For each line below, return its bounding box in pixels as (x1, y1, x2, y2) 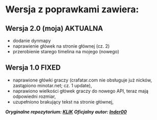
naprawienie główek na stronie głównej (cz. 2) (12, 43, 110, 49)
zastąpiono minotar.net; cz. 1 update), (12, 82, 92, 88)
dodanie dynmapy (12, 37, 51, 44)
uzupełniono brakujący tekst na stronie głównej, (12, 98, 114, 105)
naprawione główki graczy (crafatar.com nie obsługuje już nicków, (12, 77, 152, 83)
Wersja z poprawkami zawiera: (5, 4, 139, 15)
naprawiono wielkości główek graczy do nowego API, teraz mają (12, 88, 149, 94)
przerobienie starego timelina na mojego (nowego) (12, 49, 119, 54)
